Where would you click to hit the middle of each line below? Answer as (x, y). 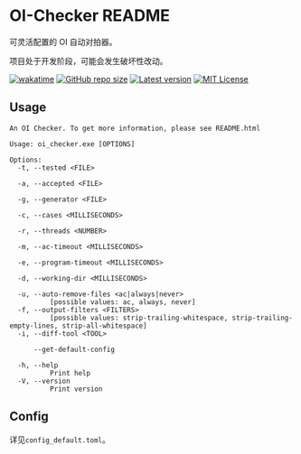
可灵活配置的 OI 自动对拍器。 (63, 42)
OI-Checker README (89, 16)
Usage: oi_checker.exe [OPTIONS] (72, 144)
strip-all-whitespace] (104, 326)
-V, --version (44, 381)
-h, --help (38, 365)
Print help (70, 373)
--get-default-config (74, 349)
